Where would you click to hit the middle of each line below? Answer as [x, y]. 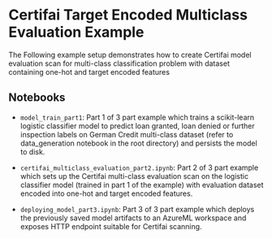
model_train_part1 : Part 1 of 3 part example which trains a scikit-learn [137, 117]
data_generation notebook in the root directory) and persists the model [138, 143]
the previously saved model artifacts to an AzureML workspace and [133, 218]
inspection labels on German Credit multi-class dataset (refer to [127, 134]
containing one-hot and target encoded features [89, 72]
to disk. [32, 151]
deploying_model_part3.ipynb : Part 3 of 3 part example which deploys [137, 209]
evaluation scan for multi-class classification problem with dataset [119, 63]
